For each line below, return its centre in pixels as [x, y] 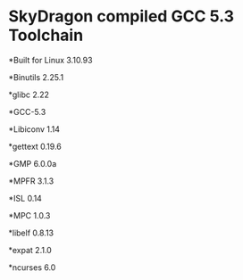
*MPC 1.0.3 [29, 215]
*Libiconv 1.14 [34, 129]
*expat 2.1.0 [30, 250]
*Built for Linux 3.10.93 [50, 60]
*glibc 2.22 [29, 95]
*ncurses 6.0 [32, 267]
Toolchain [46, 35]
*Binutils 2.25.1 [36, 77]
